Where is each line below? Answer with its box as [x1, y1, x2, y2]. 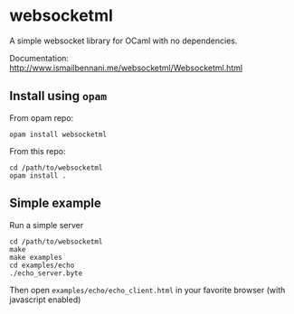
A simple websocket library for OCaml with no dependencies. [9, 35, 238, 46]
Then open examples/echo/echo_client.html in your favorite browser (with [9, 284, 286, 295]
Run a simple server [9, 219, 84, 230]
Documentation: [9, 52, 70, 63]
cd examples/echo [9, 261, 75, 270]
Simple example [9, 196, 102, 211]
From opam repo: [9, 112, 74, 123]
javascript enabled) [9, 294, 81, 305]
